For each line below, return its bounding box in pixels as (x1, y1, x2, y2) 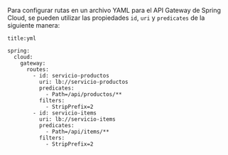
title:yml (7, 35, 37, 42)
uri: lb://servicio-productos (38, 78, 129, 85)
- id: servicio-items (33, 109, 97, 117)
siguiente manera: (7, 21, 60, 29)
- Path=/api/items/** (45, 128, 110, 135)
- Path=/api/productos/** (45, 91, 122, 98)
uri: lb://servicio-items (38, 116, 116, 123)
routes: (26, 66, 50, 73)
